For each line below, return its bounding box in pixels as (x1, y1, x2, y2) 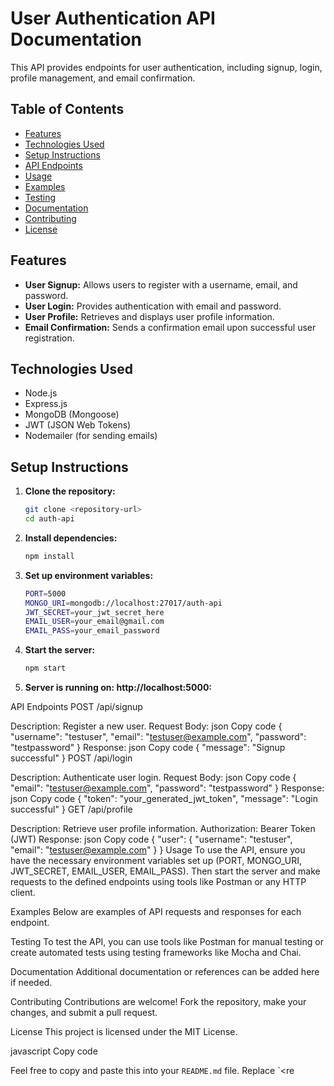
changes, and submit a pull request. (10, 1007, 158, 1019)
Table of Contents (10, 101, 125, 118)
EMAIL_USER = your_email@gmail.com (24, 617, 165, 627)
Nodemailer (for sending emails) (24, 430, 158, 442)
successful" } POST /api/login (10, 752, 133, 764)
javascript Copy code (10, 1045, 98, 1057)
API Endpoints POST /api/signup (10, 701, 143, 713)
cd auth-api (24, 514, 75, 524)
